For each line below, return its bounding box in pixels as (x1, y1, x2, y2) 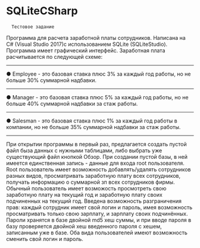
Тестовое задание (11, 24, 55, 30)
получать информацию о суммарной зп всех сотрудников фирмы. (6, 178, 175, 186)
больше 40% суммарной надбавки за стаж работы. (6, 100, 138, 107)
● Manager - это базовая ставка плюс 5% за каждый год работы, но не (6, 93, 189, 101)
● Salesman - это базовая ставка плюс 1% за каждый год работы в (6, 117, 177, 124)
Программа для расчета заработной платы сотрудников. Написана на (6, 34, 186, 41)
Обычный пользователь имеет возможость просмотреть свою (6, 184, 167, 192)
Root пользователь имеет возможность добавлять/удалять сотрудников (6, 165, 191, 173)
